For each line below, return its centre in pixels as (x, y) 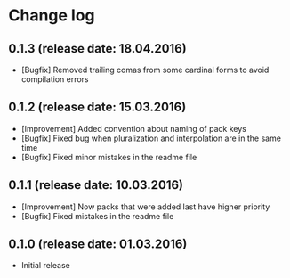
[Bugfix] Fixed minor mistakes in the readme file (109, 157)
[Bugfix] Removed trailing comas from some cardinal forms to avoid (145, 69)
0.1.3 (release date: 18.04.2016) (98, 49)
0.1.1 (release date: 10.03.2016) (96, 185)
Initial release (45, 266)
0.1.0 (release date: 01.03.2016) (98, 245)
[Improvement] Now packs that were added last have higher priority (145, 207)
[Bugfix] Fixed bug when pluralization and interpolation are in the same (151, 138)
